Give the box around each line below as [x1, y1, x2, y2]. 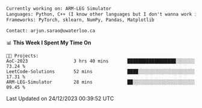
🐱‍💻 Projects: [6, 53, 39, 59]
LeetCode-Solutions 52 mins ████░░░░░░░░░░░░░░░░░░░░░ [6, 68, 195, 74]
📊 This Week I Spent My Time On [6, 39, 91, 46]
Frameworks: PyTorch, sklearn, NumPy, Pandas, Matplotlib [6, 17, 155, 23]
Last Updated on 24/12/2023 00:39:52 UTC [6, 95, 114, 102]
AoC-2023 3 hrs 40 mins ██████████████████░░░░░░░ [6, 58, 195, 64]
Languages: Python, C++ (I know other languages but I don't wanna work [6, 11, 192, 17]
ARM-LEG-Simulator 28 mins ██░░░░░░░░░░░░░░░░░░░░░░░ [6, 79, 195, 85]
